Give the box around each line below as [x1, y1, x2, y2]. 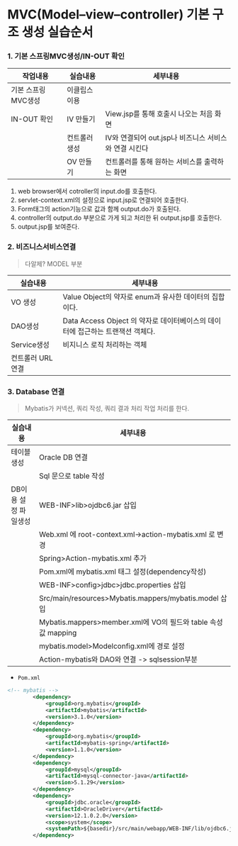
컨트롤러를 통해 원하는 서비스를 [105, 157, 203, 167]
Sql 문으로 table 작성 [38, 471, 105, 481]
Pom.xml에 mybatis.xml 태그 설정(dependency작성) [38, 567, 207, 577]
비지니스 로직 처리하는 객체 [62, 340, 147, 350]
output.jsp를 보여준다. [17, 223, 80, 231]
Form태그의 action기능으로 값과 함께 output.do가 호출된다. [17, 205, 181, 213]
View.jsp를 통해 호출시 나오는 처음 [105, 109, 213, 119]
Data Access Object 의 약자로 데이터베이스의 [62, 316, 207, 325]
